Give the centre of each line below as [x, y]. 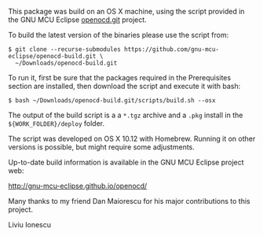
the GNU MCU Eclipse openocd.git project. [77, 20]
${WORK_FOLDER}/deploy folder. [57, 124]
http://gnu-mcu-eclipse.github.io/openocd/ [78, 186]
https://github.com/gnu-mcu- [172, 50]
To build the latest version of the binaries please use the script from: [119, 35]
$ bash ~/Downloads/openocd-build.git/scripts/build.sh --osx [112, 101]
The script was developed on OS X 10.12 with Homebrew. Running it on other [132, 138]
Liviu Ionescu [30, 225]
